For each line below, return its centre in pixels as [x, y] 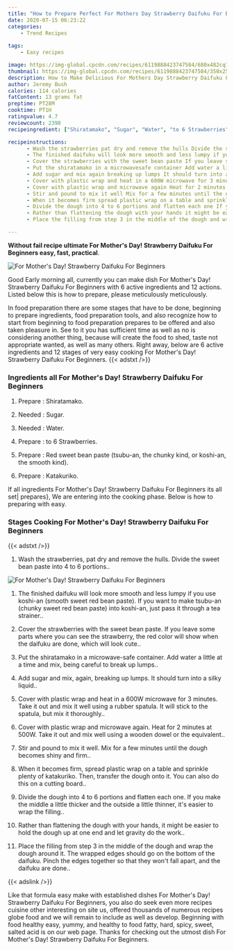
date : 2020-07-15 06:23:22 [47, 20]
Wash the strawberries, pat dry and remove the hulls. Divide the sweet [118, 559]
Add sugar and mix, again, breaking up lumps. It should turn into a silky [119, 678]
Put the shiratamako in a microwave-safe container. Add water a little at [120, 658]
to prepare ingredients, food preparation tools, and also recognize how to [112, 315]
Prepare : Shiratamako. [51, 401]
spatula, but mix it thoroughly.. [61, 714]
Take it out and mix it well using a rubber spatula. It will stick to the [113, 706]
